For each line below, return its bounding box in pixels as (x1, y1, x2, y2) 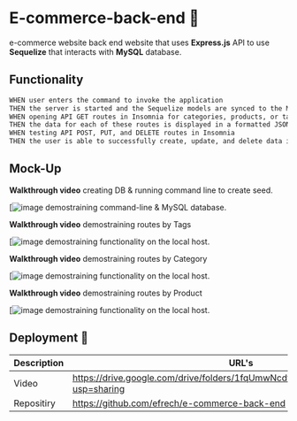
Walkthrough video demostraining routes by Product (9, 287, 202, 298)
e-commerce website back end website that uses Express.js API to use (9, 37, 270, 48)
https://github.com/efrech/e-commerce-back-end (72, 397, 286, 410)
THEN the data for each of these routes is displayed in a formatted (9, 120, 271, 129)
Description (13, 356, 65, 369)
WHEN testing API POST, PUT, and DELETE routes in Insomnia (9, 128, 236, 138)
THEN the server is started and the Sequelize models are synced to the (9, 103, 283, 113)
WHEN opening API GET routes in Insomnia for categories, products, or (9, 112, 278, 121)
